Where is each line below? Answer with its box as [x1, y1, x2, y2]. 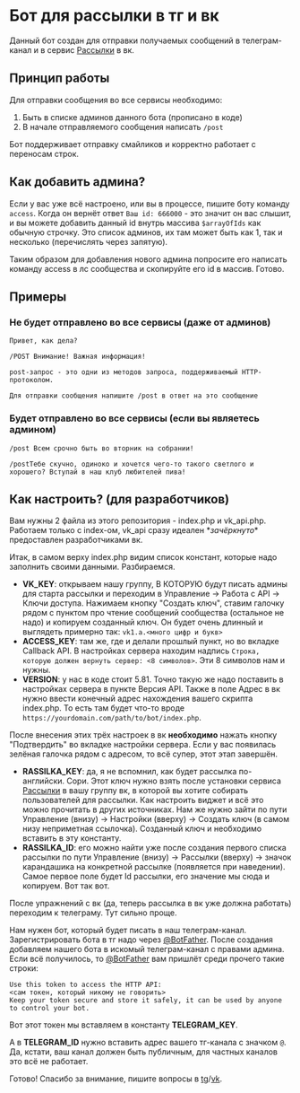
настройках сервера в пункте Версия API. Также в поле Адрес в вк [21, 684, 280, 695]
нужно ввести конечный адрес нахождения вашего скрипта [21, 693, 253, 704]
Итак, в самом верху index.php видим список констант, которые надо [9, 552, 278, 563]
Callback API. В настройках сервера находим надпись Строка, [21, 645, 261, 656]
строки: [9, 963, 39, 974]
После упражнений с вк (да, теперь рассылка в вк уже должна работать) [9, 898, 292, 909]
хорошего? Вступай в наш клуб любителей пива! [9, 468, 186, 477]
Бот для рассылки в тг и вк [9, 5, 219, 26]
